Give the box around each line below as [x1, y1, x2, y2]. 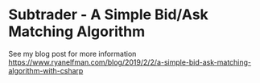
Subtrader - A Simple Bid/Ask [8, 6, 209, 24]
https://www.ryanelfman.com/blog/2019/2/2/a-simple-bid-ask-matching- [8, 57, 252, 67]
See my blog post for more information [8, 49, 137, 58]
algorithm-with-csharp [8, 65, 84, 75]
